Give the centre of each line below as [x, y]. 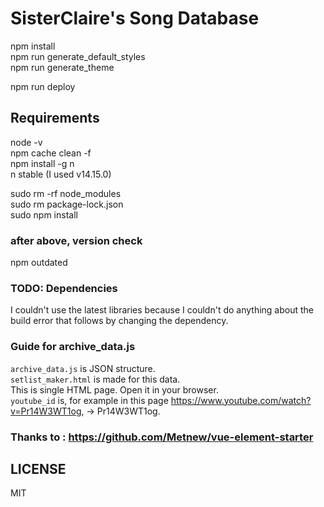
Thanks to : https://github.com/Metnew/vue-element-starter [162, 437]
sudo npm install [44, 214]
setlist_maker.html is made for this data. [95, 379]
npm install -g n [42, 163]
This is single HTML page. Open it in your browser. [114, 389]
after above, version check [76, 240]
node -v [26, 142]
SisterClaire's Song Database [135, 18]
